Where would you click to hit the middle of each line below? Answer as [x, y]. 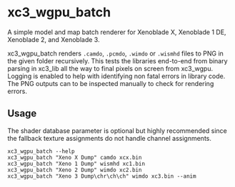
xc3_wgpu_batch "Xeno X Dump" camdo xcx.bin [75, 157]
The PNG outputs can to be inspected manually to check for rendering [111, 83]
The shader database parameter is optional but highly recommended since [117, 130]
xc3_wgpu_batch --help [41, 151]
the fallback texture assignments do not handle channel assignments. [110, 138]
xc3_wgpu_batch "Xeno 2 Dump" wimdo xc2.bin [75, 170]
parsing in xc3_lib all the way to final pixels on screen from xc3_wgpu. [110, 68]
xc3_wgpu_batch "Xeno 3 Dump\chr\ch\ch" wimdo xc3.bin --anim [102, 176]
